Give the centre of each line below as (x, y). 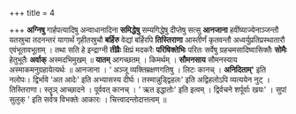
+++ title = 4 (32, 13)
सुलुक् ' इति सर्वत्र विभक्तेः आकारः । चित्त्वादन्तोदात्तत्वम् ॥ (88, 99)
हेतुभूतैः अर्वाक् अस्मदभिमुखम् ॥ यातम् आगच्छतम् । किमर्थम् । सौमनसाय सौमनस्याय (123, 60)
